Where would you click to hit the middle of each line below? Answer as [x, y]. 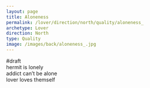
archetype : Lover [27, 28]
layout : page [22, 11]
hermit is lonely [25, 67]
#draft [14, 61]
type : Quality [24, 39]
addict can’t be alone [32, 73]
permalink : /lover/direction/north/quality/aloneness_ [75, 22]
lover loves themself [31, 79]
